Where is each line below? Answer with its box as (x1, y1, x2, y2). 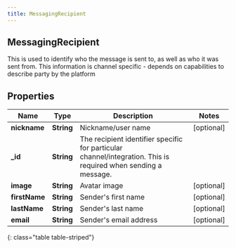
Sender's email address (79, 215, 158, 225)
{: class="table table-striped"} (7, 233, 95, 242)
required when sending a (79, 161, 162, 171)
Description (112, 111, 153, 121)
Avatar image (79, 181, 124, 190)
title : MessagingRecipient (7, 10, 86, 18)
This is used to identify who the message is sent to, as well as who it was (7, 55, 219, 63)
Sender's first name (79, 192, 145, 202)
